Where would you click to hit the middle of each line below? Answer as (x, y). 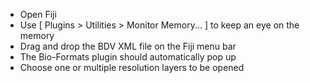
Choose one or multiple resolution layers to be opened (132, 67)
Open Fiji (38, 14)
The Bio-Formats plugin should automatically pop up (128, 57)
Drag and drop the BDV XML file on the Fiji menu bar (128, 46)
